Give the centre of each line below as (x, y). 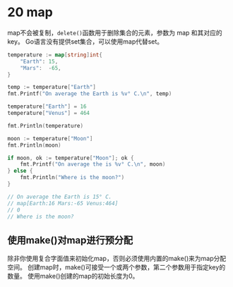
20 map (30, 12)
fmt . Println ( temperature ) (45, 126)
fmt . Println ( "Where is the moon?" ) (72, 178)
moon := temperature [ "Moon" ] (50, 138)
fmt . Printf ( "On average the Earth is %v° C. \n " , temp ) (90, 94)
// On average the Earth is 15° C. (60, 197)
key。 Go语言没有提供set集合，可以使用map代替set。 (85, 41)
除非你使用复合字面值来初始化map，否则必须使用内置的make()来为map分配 (117, 259)
